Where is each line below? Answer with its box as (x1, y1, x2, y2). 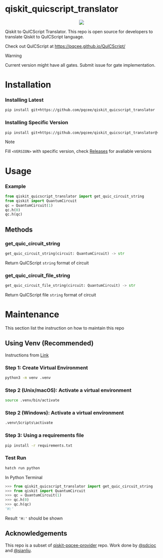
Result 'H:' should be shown (5, 515, 63, 521)
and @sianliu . (5, 547, 33, 553)
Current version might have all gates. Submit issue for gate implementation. (5, 62, 156, 68)
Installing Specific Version (5, 119, 69, 126)
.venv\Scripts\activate (5, 420, 53, 426)
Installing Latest (5, 96, 44, 103)
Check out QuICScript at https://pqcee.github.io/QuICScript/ (5, 43, 126, 49)
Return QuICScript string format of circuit (5, 260, 89, 266)
